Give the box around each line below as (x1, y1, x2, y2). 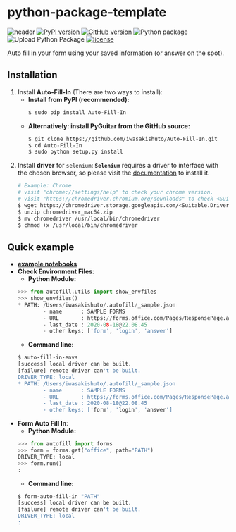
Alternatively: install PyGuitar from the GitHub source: (27, 121, 190, 130)
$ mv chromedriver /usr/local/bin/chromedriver (17, 215, 160, 222)
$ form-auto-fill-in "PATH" (17, 493, 100, 500)
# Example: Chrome (17, 183, 72, 190)
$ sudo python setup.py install (27, 149, 123, 156)
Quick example (7, 241, 75, 253)
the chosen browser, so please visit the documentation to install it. (17, 168, 210, 177)
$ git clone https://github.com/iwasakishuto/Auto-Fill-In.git (27, 135, 218, 142)
